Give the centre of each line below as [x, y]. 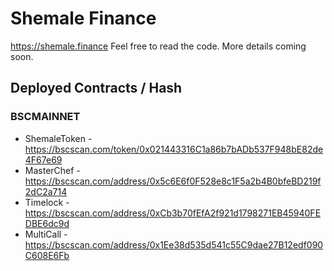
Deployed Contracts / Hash [96, 88]
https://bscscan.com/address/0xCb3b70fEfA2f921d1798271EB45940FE [173, 213]
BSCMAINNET [45, 117]
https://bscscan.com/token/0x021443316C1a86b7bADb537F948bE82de [174, 149]
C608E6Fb [47, 255]
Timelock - [47, 202]
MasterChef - [52, 170]
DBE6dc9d [47, 223]
